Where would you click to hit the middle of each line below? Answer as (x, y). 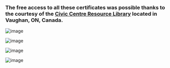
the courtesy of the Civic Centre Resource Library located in (81, 14)
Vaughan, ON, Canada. (34, 20)
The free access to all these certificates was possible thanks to (85, 8)
